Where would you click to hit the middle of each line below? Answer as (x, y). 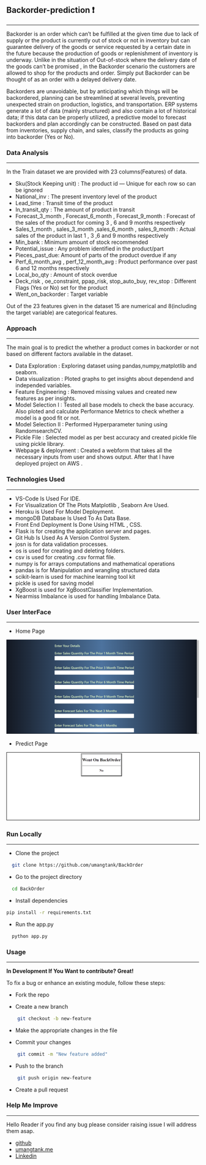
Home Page (30, 631)
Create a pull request (42, 1090)
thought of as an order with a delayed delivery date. (72, 79)
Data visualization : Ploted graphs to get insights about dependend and (105, 379)
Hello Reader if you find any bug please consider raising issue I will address (101, 1124)
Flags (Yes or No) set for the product (61, 288)
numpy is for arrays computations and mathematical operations (95, 564)
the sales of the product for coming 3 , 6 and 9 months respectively (100, 223)
